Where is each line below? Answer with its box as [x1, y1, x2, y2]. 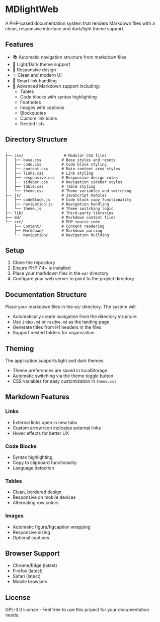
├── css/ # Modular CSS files [5, 153, 107, 158]
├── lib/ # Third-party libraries [5, 211, 114, 216]
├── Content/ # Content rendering [14, 224, 105, 229]
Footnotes [20, 99, 41, 105]
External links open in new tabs [12, 419, 77, 425]
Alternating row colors [12, 500, 59, 506]
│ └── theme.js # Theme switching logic [5, 206, 114, 211]
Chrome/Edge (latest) [12, 562, 57, 568]
